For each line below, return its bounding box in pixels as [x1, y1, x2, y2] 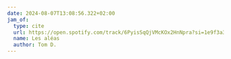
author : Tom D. [13, 41, 57, 48]
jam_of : [7, 16, 30, 23]
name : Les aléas [13, 35, 60, 42]
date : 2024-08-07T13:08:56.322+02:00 [7, 9, 115, 17]
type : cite [13, 22, 45, 29]
